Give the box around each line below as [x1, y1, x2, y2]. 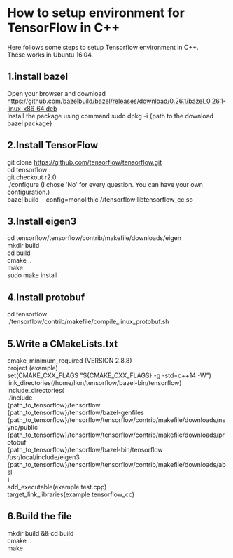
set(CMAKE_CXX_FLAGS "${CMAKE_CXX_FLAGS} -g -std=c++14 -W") [7, 371, 212, 379]
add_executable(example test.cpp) [7, 483, 107, 491]
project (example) [7, 364, 58, 372]
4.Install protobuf [7, 291, 85, 303]
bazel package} [7, 119, 52, 127]
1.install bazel [7, 71, 69, 83]
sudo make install [7, 271, 58, 279]
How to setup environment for [7, 5, 185, 21]
